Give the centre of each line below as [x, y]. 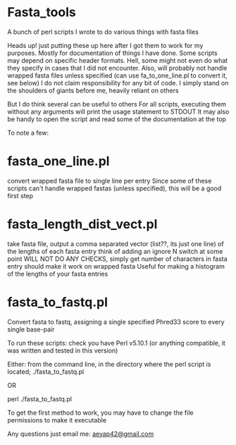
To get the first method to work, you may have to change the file [100, 413]
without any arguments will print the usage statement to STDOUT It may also [118, 111]
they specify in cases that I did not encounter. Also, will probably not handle [117, 68]
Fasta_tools [42, 12]
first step [20, 195]
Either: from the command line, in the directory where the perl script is [109, 364]
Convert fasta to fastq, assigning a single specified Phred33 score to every [116, 322]
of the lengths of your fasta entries [58, 274]
